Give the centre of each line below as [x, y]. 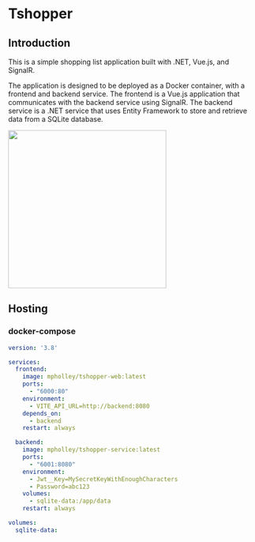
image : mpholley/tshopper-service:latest [91, 450]
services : [24, 362]
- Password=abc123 [59, 487]
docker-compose [42, 331]
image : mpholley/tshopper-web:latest [84, 377]
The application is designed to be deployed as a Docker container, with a [127, 85]
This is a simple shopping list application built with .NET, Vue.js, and [119, 62]
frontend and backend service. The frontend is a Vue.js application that [124, 94]
